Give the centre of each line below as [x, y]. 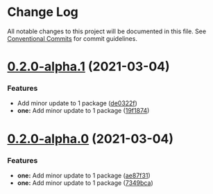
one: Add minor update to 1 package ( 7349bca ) [85, 183]
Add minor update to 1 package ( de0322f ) [77, 103]
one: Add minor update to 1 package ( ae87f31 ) [84, 175]
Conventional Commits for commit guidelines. [72, 38]
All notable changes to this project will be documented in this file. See [107, 31]
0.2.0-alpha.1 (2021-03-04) [88, 67]
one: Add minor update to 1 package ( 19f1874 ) [83, 111]
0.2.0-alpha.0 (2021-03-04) [91, 139]
